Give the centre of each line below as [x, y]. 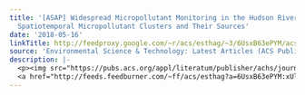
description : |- [40, 60]
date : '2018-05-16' [46, 34]
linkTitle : [30, 43]
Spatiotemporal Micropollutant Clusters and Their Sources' [133, 26]
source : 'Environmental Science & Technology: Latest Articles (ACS [142, 52]
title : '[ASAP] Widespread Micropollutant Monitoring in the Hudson [142, 18]
